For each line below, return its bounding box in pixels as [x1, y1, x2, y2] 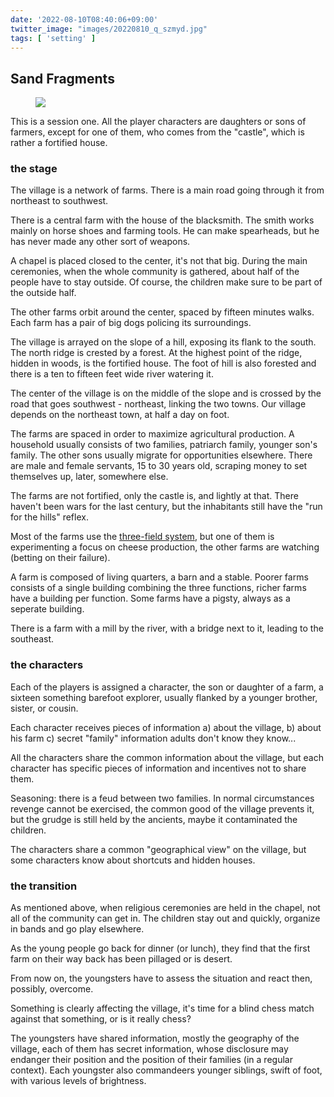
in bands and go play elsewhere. [10, 923, 145, 935]
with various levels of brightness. [10, 1075, 147, 1087]
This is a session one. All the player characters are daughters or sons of [10, 116, 307, 128]
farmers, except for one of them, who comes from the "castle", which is [10, 126, 305, 138]
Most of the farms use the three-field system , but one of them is [10, 531, 275, 543]
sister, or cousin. [10, 702, 79, 714]
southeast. [10, 633, 55, 645]
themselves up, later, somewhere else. [10, 471, 169, 483]
